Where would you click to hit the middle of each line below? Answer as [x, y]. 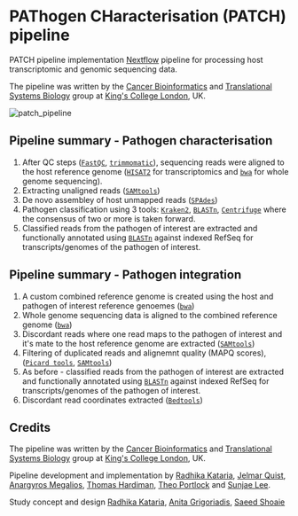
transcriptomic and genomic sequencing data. [93, 69]
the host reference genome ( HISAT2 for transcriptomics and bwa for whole [155, 171]
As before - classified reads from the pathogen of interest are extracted [153, 371]
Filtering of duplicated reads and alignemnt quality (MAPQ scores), [144, 353]
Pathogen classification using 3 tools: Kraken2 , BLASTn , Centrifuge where [154, 209]
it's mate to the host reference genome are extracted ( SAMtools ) [138, 343]
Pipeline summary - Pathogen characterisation [141, 141]
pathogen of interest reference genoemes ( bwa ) [108, 305]
